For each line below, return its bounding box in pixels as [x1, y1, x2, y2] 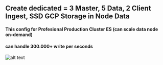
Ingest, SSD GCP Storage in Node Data [5, 12, 130, 21]
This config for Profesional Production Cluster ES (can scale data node [5, 26, 158, 32]
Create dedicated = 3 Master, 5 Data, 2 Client [5, 4, 152, 13]
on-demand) [5, 31, 33, 38]
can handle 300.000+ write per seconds [5, 43, 93, 49]
